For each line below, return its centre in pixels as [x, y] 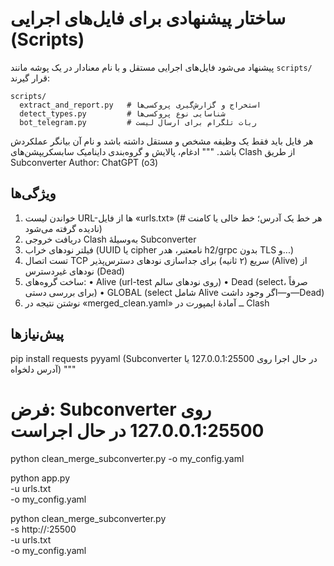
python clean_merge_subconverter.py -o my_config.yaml [127, 458]
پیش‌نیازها [37, 334]
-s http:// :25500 [43, 529]
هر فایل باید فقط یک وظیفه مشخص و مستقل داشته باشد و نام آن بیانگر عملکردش [162, 141]
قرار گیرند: [30, 78]
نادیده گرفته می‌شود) [63, 228]
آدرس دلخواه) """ [43, 369]
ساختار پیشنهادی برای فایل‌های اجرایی [148, 18]
